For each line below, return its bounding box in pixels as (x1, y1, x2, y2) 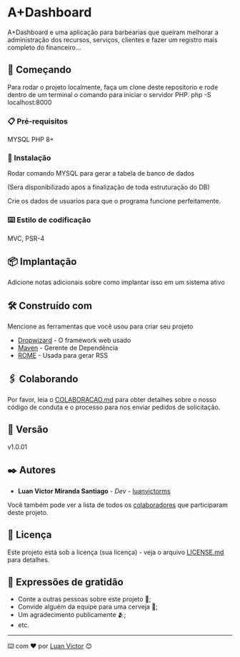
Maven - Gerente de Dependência (17, 343, 119, 352)
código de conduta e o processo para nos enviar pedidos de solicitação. (7, 403, 221, 411)
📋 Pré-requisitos (7, 116, 68, 126)
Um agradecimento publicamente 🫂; (17, 611, 126, 619)
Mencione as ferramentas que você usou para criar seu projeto (7, 322, 194, 331)
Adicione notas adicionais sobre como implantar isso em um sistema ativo (7, 278, 225, 286)
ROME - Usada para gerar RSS (17, 351, 109, 360)
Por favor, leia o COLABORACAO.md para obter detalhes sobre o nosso (7, 396, 216, 404)
